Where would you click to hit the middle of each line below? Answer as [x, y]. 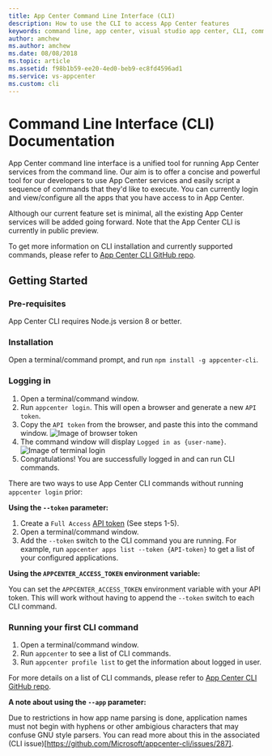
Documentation [62, 141]
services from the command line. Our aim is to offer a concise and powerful [134, 172]
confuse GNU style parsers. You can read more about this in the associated [134, 735]
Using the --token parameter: [59, 507]
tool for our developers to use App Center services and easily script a [124, 181]
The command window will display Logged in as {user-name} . [123, 442]
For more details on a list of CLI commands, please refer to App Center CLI [133, 678]
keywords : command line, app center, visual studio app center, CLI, [128, 31]
